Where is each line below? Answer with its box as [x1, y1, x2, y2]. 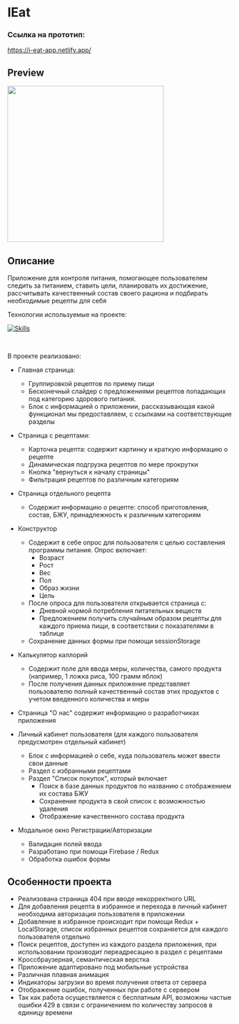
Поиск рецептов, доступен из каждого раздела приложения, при [17, 940, 217, 948]
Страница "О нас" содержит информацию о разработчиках [17, 709, 200, 717]
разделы [28, 417, 55, 426]
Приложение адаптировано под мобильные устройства [17, 963, 189, 971]
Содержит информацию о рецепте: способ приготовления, [28, 503, 209, 512]
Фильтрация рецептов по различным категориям [28, 475, 179, 484]
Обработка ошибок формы [28, 855, 111, 863]
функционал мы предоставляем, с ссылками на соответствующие [28, 410, 232, 418]
